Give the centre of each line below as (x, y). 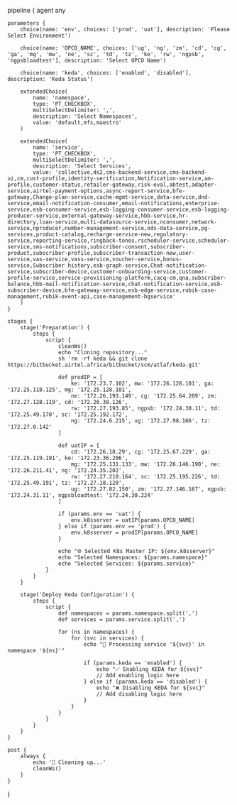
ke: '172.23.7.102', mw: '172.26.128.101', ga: (142, 383)
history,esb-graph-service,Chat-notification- (138, 265)
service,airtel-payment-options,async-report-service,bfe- (97, 191)
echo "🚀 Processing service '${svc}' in (144, 645)
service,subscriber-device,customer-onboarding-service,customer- (108, 272)
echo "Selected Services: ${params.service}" (126, 564)
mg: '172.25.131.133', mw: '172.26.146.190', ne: (145, 464)
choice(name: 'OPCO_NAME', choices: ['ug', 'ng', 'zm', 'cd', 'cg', (123, 48)
